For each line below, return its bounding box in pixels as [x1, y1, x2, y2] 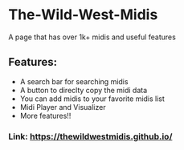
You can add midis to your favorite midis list [19, 94, 165, 103]
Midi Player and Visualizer [19, 102, 106, 111]
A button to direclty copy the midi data [19, 85, 148, 95]
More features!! [19, 111, 72, 120]
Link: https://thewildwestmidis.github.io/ [8, 131, 173, 142]
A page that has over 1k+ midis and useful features [8, 32, 177, 42]
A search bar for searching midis [19, 76, 129, 86]
